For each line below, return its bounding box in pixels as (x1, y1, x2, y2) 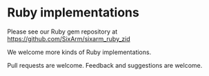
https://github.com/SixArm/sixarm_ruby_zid (7, 34, 130, 42)
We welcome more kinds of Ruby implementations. (7, 48, 152, 56)
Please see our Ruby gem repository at (7, 27, 118, 36)
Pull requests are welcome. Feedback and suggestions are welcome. (7, 61, 203, 69)
